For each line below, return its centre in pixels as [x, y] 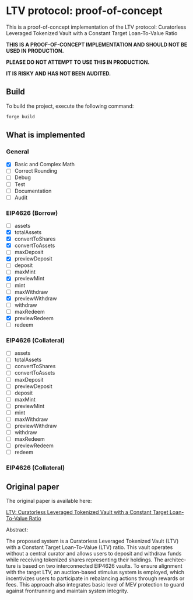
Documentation [33, 191]
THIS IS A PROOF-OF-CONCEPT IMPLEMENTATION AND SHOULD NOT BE [97, 44]
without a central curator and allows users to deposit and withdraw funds [94, 554]
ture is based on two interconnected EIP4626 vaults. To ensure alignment [94, 566]
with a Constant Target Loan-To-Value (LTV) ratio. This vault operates [90, 547]
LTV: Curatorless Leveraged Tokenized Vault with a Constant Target [87, 512]
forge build [20, 116]
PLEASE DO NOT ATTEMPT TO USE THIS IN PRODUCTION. [78, 62]
